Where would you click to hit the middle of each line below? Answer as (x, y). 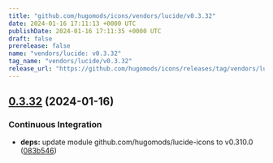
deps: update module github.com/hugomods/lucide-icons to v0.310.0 (136, 142)
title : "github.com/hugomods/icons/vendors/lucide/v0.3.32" (113, 16)
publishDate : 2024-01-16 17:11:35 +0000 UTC (85, 31)
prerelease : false (39, 46)
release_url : (30, 69)
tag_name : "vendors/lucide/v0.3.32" (70, 62)
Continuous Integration (55, 125)
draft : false (30, 39)
